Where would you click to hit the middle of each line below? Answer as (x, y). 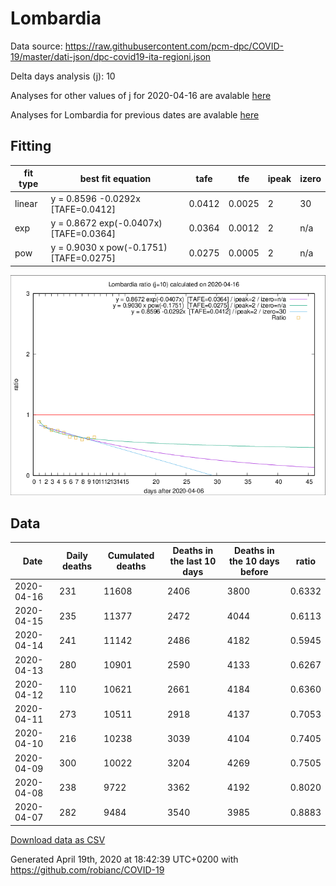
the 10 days (254, 561)
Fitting (31, 146)
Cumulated (131, 556)
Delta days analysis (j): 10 (63, 76)
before (254, 571)
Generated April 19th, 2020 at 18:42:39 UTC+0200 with (124, 859)
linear (26, 203)
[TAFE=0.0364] (83, 233)
